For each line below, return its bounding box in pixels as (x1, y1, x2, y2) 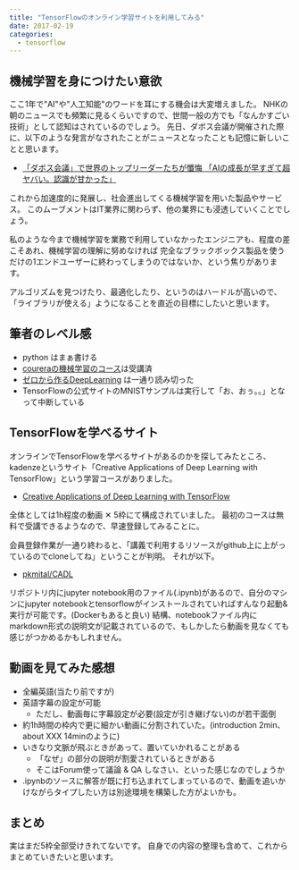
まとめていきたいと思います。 (9, 851, 119, 863)
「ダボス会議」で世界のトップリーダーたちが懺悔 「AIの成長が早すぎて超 (21, 163, 291, 173)
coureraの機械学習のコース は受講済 (21, 363, 154, 374)
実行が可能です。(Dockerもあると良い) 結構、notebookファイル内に (9, 609, 258, 620)
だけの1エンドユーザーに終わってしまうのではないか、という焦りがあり (9, 257, 270, 267)
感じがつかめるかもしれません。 (9, 631, 127, 642)
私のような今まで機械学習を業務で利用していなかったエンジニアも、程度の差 (9, 234, 291, 245)
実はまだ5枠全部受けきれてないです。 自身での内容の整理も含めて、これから (9, 840, 288, 851)
